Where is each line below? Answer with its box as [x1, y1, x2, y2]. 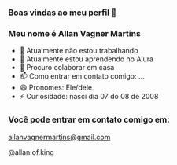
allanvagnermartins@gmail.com [8, 132, 111, 141]
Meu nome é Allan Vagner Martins [8, 27, 142, 38]
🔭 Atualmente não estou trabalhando [19, 46, 138, 56]
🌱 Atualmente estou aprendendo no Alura [19, 54, 154, 64]
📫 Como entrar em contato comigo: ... [19, 71, 145, 81]
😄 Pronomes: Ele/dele [19, 82, 93, 93]
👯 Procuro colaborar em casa [19, 63, 115, 72]
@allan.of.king [8, 147, 55, 156]
